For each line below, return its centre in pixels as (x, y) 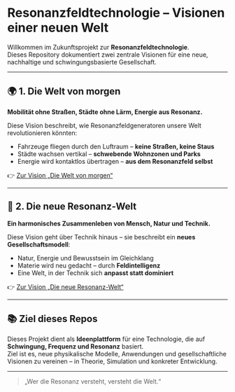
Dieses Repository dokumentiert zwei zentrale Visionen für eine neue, (108, 55)
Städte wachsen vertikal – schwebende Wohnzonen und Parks (109, 154)
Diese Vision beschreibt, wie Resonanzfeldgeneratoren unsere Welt (104, 125)
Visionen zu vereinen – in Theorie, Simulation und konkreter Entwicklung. (113, 361)
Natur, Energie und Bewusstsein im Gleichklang (85, 258)
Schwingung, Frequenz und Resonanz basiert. (76, 346)
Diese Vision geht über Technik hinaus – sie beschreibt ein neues (101, 237)
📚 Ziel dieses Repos (52, 319)
